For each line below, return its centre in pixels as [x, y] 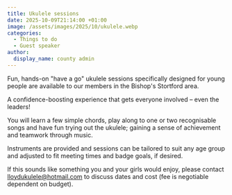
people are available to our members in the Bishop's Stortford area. [103, 86]
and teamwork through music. [50, 135]
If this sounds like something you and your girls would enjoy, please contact [116, 169]
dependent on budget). [40, 184]
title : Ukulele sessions [43, 14]
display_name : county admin [54, 59]
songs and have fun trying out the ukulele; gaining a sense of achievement [114, 127]
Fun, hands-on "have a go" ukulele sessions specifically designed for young [116, 78]
